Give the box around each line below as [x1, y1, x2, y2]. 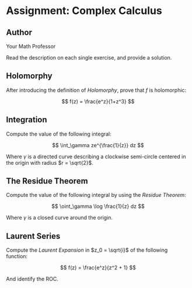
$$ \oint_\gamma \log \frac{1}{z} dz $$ [51, 203, 145, 210]
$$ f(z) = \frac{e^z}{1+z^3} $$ [61, 98, 135, 105]
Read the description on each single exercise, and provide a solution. [6, 54, 172, 61]
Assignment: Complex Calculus [6, 4, 162, 18]
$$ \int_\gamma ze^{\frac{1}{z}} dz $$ [52, 141, 144, 148]
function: [6, 253, 28, 260]
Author [6, 27, 32, 37]
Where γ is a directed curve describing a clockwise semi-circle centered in [6, 153, 186, 160]
